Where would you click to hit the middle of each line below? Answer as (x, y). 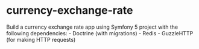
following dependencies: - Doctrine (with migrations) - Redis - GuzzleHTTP (100, 33)
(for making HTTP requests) (41, 39)
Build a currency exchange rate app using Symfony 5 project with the (92, 27)
